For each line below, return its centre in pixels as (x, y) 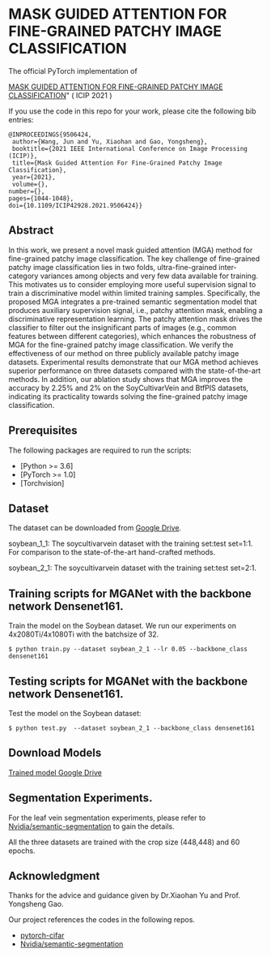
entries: (21, 119)
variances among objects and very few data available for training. (149, 276)
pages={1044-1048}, (41, 198)
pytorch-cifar (42, 936)
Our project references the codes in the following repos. (102, 920)
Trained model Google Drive (55, 772)
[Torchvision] (42, 483)
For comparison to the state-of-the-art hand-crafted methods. (112, 552)
